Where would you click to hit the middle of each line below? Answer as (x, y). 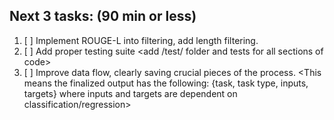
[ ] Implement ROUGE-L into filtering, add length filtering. (141, 40)
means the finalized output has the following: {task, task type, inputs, (166, 83)
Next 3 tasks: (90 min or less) (103, 16)
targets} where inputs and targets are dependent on (130, 93)
